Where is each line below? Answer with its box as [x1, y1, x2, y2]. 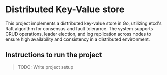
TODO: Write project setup [17, 64, 74, 70]
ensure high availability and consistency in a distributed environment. [5, 36, 150, 42]
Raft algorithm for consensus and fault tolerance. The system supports [5, 25, 153, 31]
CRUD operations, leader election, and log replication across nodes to [5, 31, 151, 37]
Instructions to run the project [5, 51, 103, 59]
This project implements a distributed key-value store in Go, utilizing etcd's [5, 20, 162, 26]
